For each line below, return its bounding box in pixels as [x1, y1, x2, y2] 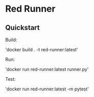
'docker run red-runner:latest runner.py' [5, 67, 89, 72]
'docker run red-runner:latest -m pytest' [5, 86, 89, 92]
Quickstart [5, 23, 40, 32]
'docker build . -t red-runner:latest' [5, 47, 78, 52]
